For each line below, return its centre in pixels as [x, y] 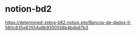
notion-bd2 [28, 9]
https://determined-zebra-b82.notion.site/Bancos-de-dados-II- [68, 22]
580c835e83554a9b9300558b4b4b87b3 [47, 27]
